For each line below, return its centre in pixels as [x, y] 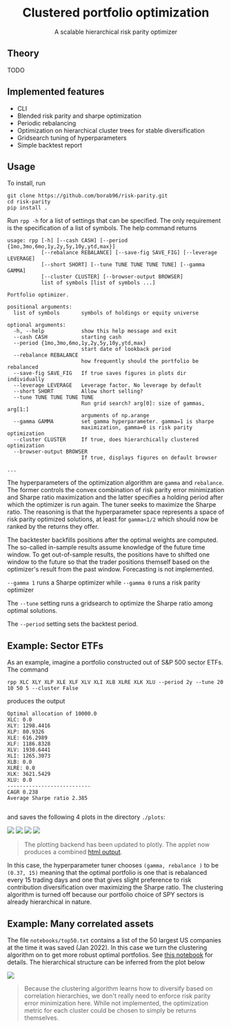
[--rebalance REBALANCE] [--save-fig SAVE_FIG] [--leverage [129, 253]
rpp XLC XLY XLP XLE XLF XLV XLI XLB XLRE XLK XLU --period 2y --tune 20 [115, 683]
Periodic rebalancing [47, 123]
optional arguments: [37, 325]
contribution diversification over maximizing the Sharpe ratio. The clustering [115, 887]
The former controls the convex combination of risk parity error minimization [116, 490]
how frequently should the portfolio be [140, 361]
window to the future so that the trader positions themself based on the [109, 562]
